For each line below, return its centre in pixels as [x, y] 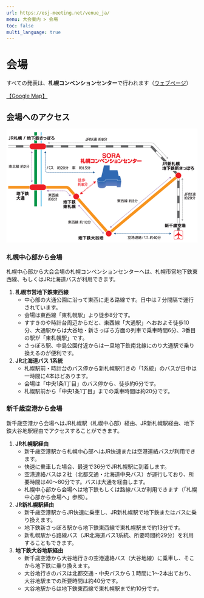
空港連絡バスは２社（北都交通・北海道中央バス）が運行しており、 [107, 474]
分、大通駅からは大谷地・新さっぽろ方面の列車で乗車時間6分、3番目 [110, 330]
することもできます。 [50, 543]
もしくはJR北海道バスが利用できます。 [70, 279]
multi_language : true [34, 32]
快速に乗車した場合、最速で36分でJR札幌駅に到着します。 [97, 466]
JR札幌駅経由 [32, 443]
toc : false [20, 26]
